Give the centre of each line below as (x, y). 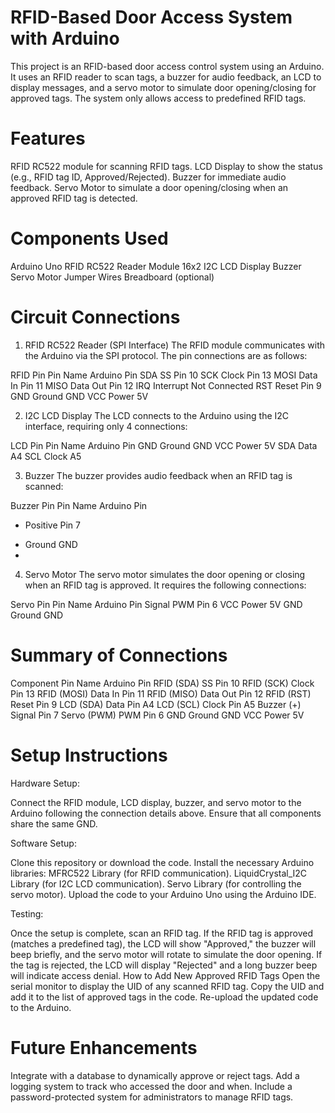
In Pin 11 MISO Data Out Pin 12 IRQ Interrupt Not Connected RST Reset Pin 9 (166, 385)
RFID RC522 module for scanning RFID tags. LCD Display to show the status (166, 166)
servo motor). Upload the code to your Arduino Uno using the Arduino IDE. (163, 894)
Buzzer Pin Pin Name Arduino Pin (79, 505)
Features (48, 138)
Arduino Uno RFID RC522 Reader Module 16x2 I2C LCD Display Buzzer (156, 266)
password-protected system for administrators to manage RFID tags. (152, 1097)
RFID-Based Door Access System (151, 17)
